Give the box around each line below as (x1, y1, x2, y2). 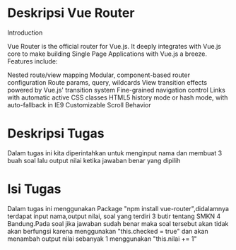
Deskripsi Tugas (7, 126, 105, 142)
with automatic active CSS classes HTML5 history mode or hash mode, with (7, 93, 228, 102)
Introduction (7, 28, 43, 37)
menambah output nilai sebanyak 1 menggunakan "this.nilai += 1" (7, 234, 197, 243)
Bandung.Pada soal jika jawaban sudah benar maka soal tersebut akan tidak (7, 219, 229, 227)
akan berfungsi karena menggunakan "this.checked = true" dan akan (7, 227, 208, 235)
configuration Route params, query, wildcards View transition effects (7, 78, 207, 86)
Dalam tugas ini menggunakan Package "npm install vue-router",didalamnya (7, 204, 230, 213)
